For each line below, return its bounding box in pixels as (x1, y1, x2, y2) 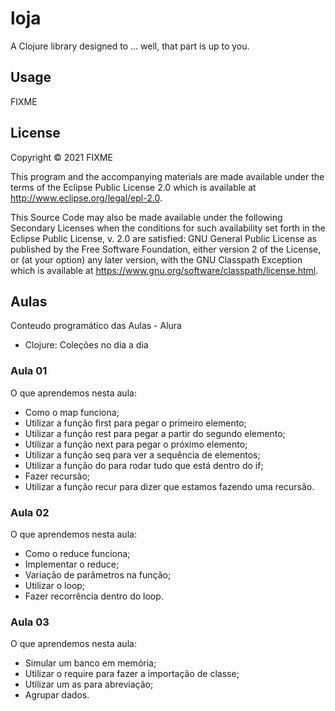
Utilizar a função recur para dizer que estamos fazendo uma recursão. (24, 480, 315, 492)
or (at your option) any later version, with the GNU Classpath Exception (10, 253, 303, 266)
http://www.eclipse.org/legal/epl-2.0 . (10, 192, 163, 204)
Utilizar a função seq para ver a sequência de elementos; (24, 448, 261, 461)
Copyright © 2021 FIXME (10, 151, 113, 163)
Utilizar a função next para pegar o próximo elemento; (24, 438, 248, 450)
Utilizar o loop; (24, 579, 86, 591)
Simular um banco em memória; (24, 657, 157, 669)
